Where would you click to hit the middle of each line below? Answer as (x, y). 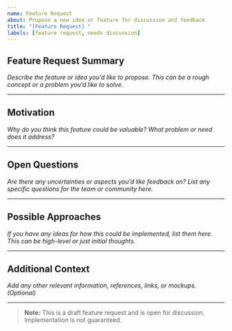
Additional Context (48, 269)
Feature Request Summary (66, 60)
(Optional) (22, 293)
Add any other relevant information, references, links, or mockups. (102, 285)
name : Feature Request (40, 13)
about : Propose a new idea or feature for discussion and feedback (106, 20)
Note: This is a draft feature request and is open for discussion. (114, 313)
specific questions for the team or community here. (80, 189)
